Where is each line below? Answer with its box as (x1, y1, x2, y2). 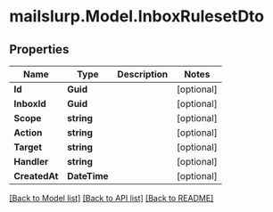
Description (117, 69, 169, 80)
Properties (9, 42, 70, 57)
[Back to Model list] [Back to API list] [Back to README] (9, 193, 214, 203)
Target (13, 141, 43, 153)
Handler (13, 156, 49, 167)
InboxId (13, 98, 46, 110)
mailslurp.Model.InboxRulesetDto (9, 6, 265, 27)
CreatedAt (13, 170, 59, 182)
